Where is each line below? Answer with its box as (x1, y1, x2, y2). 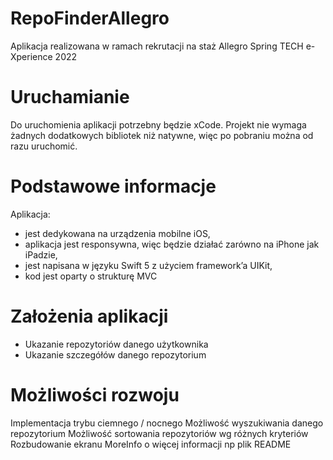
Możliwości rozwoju (10, 383, 180, 406)
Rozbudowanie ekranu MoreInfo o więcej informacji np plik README (10, 438, 292, 450)
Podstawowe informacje (10, 175, 217, 198)
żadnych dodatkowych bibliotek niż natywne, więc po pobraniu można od (10, 129, 314, 141)
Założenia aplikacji (10, 305, 169, 327)
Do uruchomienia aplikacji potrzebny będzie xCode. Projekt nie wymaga (10, 118, 307, 131)
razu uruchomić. (10, 140, 78, 152)
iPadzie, (24, 248, 58, 261)
